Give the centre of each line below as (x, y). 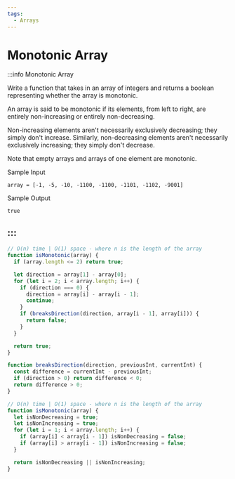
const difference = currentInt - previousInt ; (83, 372)
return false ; (47, 320)
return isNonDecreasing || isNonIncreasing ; (80, 462)
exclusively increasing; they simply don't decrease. (81, 145)
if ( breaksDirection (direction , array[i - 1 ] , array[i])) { (109, 314)
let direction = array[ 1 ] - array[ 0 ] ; (70, 275)
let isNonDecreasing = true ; (56, 417)
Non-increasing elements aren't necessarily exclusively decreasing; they (112, 130)
